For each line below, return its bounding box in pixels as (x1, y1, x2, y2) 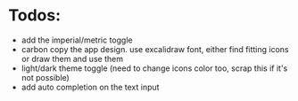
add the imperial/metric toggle (21, 35, 133, 45)
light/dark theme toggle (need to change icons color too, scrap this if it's (21, 63, 288, 74)
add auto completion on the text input (21, 82, 160, 92)
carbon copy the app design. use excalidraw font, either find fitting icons (21, 43, 289, 54)
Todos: (8, 5, 62, 26)
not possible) (21, 72, 70, 82)
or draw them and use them (21, 53, 124, 64)
